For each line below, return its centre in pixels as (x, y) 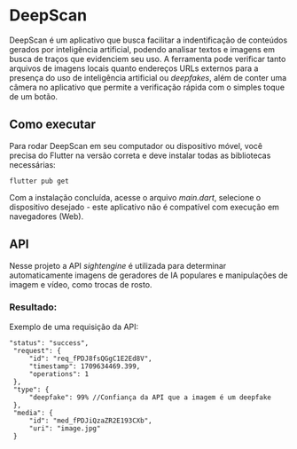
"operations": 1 (59, 374)
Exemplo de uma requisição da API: (74, 327)
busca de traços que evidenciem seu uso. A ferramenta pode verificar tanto (148, 59)
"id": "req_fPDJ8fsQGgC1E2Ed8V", (90, 358)
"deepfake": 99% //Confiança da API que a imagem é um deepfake (150, 397)
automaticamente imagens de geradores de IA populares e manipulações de (148, 275)
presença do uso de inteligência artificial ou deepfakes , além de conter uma (148, 77)
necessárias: (32, 164)
